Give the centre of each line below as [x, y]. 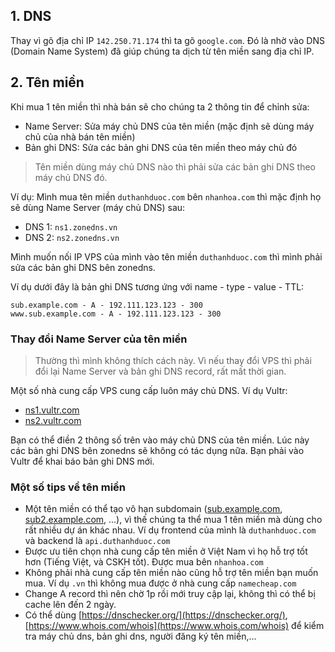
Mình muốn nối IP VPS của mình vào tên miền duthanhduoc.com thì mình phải [166, 256]
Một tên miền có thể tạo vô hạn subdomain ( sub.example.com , [153, 509]
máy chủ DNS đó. [71, 177]
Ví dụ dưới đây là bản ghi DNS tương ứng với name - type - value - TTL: [157, 286]
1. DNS [31, 16]
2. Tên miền [47, 82]
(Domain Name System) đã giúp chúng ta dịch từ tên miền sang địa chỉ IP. [162, 51]
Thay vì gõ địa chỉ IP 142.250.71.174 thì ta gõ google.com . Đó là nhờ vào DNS [167, 40]
